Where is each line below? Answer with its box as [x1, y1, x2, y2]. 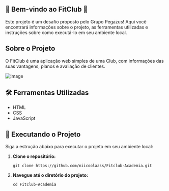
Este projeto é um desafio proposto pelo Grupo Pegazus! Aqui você [5, 18, 147, 24]
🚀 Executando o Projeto [5, 130, 81, 139]
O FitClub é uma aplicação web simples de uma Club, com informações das [5, 58, 164, 64]
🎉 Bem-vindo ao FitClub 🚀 [5, 5, 88, 14]
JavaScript [12, 115, 36, 121]
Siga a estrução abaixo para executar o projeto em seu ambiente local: [5, 144, 154, 150]
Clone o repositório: [12, 153, 56, 159]
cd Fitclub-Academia [12, 182, 57, 187]
